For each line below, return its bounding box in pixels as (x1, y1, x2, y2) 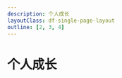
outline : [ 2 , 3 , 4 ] (7, 23, 65, 30)
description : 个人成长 (7, 10, 70, 18)
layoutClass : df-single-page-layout (7, 17, 115, 24)
